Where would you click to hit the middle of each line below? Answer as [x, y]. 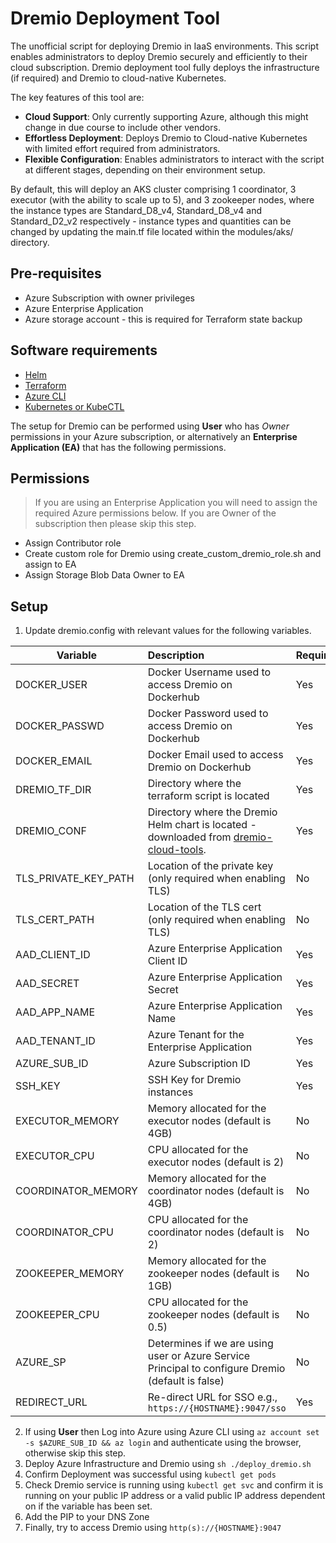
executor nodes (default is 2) [216, 1162]
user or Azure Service [199, 1356]
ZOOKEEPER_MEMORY [70, 1274]
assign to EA [50, 564]
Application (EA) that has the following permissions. [118, 447]
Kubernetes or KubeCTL [74, 406]
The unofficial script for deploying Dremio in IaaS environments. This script [165, 46]
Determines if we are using [210, 1344]
